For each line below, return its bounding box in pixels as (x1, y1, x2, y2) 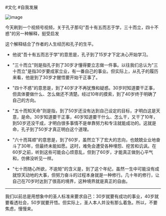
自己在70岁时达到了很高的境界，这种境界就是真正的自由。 (12, 178, 130, 184)
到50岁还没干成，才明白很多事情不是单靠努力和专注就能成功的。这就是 (12, 120, 157, 126)
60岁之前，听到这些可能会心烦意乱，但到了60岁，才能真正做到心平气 (12, 149, 153, 155)
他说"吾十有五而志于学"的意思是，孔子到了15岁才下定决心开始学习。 (12, 51, 151, 57)
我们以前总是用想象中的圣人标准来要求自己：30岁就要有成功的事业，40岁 (5, 193, 155, 199)
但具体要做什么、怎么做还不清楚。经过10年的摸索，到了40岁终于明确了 (12, 91, 157, 97)
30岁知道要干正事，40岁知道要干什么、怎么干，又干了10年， (34, 114, 158, 120)
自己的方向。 (12, 97, 39, 103)
